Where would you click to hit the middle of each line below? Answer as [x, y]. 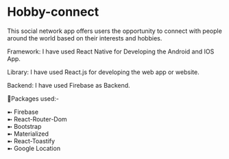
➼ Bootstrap [24, 126]
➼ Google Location [34, 148]
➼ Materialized [28, 134]
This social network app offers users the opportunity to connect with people [115, 31]
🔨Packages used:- [33, 98]
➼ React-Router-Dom [37, 119]
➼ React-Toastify [31, 140]
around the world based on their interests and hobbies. [85, 38]
